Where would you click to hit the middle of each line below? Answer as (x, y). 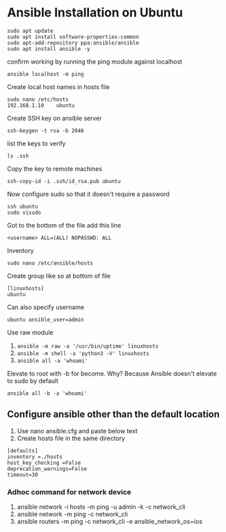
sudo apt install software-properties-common (73, 37)
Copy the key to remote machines (55, 169)
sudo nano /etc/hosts (38, 99)
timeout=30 (23, 474)
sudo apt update (30, 31)
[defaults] (23, 450)
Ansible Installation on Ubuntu (95, 13)
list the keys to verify (37, 143)
